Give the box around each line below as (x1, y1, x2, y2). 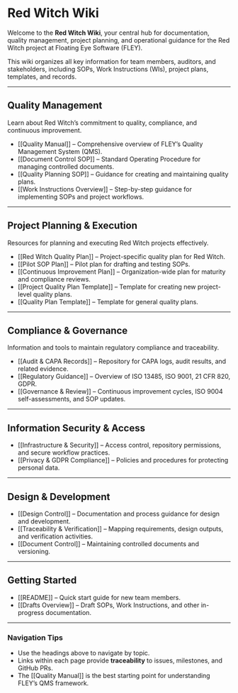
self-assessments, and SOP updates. (17, 395, 126, 404)
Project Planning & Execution (7, 220, 138, 232)
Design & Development (7, 491, 110, 503)
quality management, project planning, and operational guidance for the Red (7, 35, 230, 44)
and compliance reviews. (17, 275, 91, 283)
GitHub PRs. (17, 664, 53, 672)
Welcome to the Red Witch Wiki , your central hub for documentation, (7, 28, 210, 37)
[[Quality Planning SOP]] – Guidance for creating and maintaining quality (17, 170, 229, 178)
